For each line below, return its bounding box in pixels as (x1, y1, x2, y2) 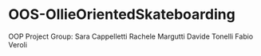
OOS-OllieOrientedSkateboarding (8, 6, 235, 24)
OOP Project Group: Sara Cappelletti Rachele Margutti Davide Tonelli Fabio (8, 32, 254, 41)
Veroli (8, 39, 28, 49)
